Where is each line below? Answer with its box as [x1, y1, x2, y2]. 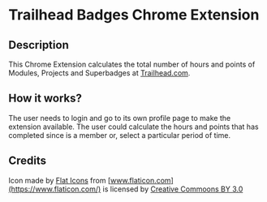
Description [8, 38, 69, 52]
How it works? [8, 92, 83, 105]
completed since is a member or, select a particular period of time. [8, 130, 231, 140]
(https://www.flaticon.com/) [8, 184, 101, 194]
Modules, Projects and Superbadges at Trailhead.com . [8, 68, 191, 78]
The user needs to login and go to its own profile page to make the [8, 113, 231, 122]
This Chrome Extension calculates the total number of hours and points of [8, 59, 256, 69]
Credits [8, 154, 47, 168]
